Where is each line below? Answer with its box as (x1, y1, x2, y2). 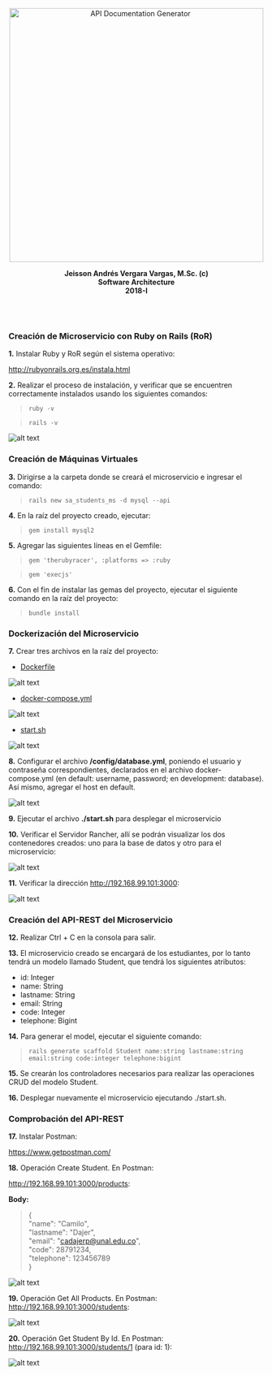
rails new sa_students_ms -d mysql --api (28, 496, 171, 504)
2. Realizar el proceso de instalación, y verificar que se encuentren (8, 380, 233, 390)
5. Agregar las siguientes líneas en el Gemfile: (8, 540, 162, 550)
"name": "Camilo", (28, 1219, 89, 1229)
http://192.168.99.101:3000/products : (8, 1178, 131, 1189)
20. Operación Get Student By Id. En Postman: (8, 1334, 164, 1343)
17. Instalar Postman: (8, 1131, 78, 1141)
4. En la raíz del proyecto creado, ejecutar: (8, 510, 151, 520)
